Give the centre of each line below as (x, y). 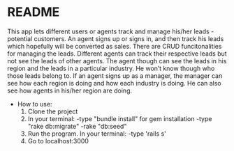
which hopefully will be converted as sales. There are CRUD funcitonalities (115, 46)
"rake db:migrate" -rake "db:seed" (77, 126)
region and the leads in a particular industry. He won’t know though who (111, 68)
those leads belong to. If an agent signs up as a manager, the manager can (115, 75)
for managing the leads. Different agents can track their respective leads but (117, 54)
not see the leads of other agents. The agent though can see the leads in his (117, 61)
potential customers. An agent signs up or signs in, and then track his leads (116, 38)
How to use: (35, 104)
